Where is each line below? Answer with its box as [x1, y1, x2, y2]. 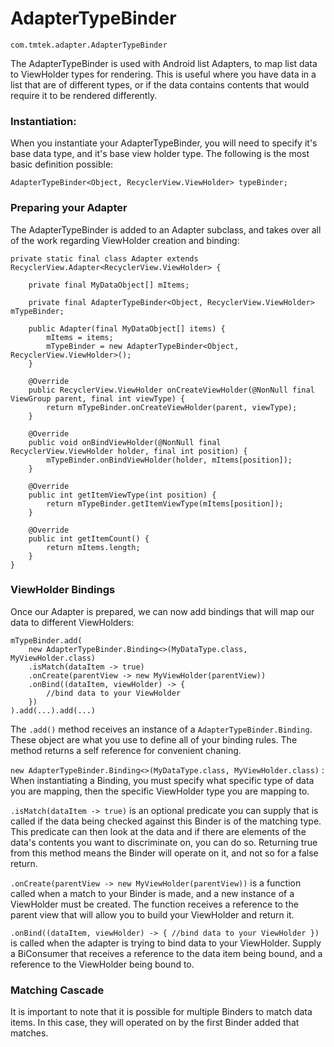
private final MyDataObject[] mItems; [28, 280, 190, 290]
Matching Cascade [10, 983, 105, 997]
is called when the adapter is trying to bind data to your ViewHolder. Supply [10, 937, 322, 949]
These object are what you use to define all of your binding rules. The [10, 733, 298, 746]
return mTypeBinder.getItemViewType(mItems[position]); [46, 498, 284, 509]
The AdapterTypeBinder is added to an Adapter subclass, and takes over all [10, 223, 322, 236]
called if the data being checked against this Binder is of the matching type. [10, 815, 322, 827]
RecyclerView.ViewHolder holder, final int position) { [10, 446, 248, 456]
